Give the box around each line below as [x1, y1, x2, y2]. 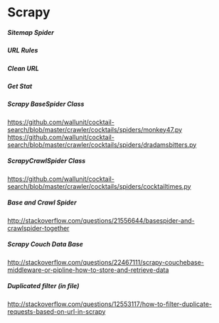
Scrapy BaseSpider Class [7, 100, 85, 109]
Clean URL [7, 64, 39, 72]
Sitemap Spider [7, 28, 55, 36]
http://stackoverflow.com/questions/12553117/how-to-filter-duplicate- [7, 300, 212, 308]
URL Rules [7, 46, 38, 55]
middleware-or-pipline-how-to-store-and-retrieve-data [7, 265, 169, 274]
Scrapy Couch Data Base [7, 240, 84, 248]
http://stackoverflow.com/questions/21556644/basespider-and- [7, 216, 195, 224]
